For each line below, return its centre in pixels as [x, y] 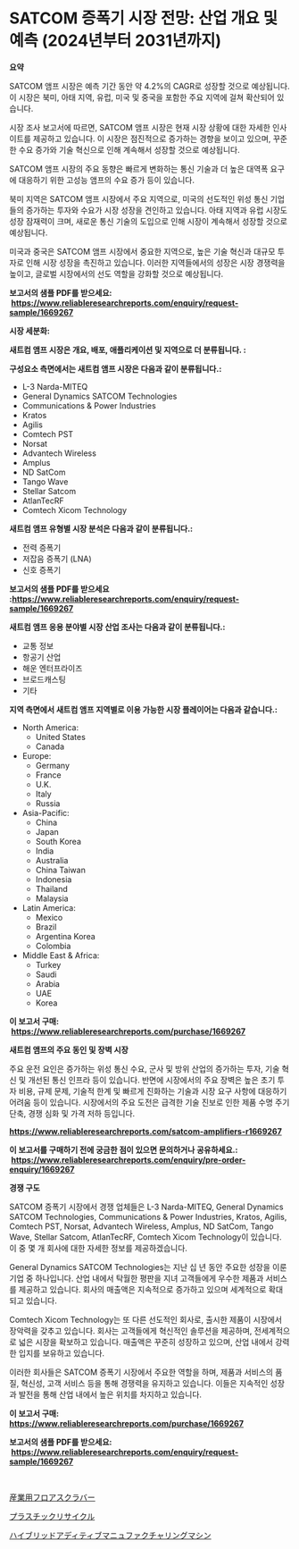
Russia [48, 803]
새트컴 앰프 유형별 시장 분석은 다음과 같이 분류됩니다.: [101, 528]
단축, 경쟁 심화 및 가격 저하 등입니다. [72, 1113]
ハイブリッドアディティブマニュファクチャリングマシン [110, 1535]
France [49, 775]
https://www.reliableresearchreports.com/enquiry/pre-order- [129, 1159]
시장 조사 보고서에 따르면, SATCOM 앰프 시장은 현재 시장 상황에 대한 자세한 [140, 127]
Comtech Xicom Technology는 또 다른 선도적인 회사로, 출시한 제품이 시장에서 [146, 1319]
